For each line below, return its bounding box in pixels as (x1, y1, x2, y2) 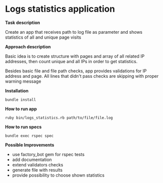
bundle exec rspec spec (5, 133, 54, 138)
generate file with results (12, 167, 63, 173)
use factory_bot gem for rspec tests (12, 151, 85, 157)
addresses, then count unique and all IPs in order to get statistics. (5, 58, 138, 64)
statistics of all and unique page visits (5, 34, 81, 40)
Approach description (5, 44, 51, 49)
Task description (5, 20, 40, 25)
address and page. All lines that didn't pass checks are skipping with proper (5, 73, 159, 79)
